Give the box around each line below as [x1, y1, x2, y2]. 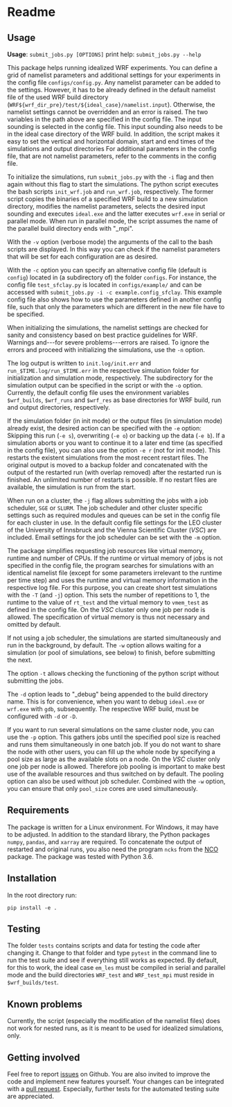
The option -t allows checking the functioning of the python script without [7, 670, 220, 677]
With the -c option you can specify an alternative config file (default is [7, 266, 207, 274]
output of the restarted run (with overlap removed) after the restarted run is [7, 469, 222, 476]
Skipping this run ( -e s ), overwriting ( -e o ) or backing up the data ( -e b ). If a [7, 431, 225, 439]
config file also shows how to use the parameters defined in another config [7, 295, 222, 304]
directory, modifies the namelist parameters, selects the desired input [7, 202, 206, 210]
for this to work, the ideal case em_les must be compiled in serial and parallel [7, 964, 226, 972]
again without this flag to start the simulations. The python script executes [7, 180, 219, 188]
